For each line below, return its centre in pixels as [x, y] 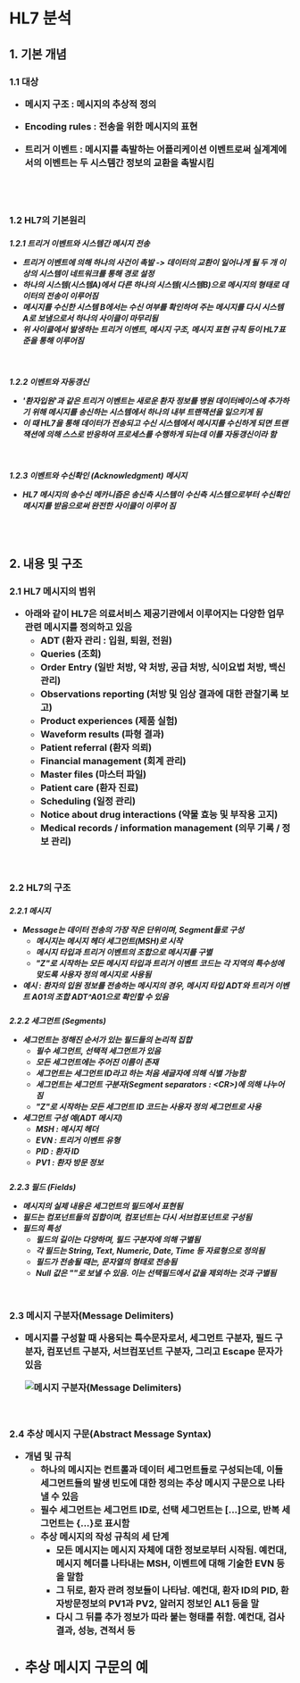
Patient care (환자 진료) [89, 787]
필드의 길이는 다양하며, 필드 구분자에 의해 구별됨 [118, 1239]
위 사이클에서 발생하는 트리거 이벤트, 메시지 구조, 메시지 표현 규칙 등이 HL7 [150, 329]
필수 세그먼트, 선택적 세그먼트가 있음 [98, 1051]
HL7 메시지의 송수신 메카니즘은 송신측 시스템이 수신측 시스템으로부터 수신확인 [156, 495]
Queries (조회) [71, 654]
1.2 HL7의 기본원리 [48, 220]
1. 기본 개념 [38, 54]
